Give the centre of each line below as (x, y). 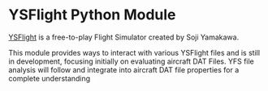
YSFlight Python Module (92, 15)
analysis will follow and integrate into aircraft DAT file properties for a (124, 69)
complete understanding (50, 78)
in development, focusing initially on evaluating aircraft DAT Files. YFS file (131, 61)
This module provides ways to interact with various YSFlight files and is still (134, 52)
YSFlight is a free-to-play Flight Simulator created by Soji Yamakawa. (124, 37)
